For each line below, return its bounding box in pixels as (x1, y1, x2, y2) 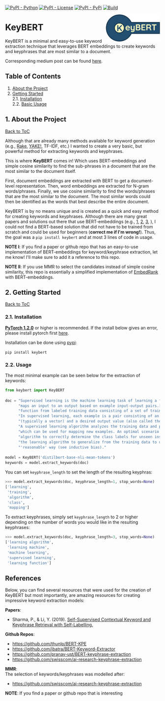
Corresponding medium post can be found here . (5, 58, 103, 64)
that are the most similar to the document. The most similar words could (5, 193, 151, 199)
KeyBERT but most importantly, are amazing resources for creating (5, 592, 140, 598)
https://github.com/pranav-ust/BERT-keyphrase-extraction (12, 651, 131, 657)
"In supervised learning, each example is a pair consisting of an (18, 414, 160, 419)
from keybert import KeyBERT (5, 388, 65, 393)
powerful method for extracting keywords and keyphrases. (5, 148, 124, 154)
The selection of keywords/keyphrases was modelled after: (5, 671, 125, 677)
